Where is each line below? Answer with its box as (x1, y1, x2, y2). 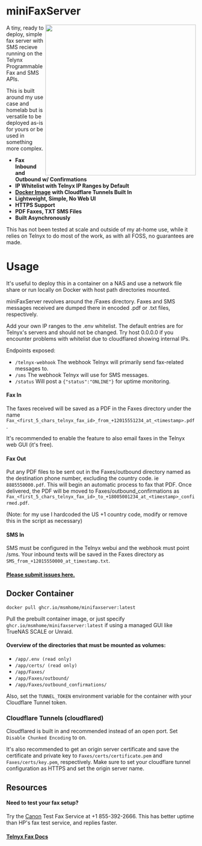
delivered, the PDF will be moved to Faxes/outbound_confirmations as (6, 487, 180, 495)
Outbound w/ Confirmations (14, 175, 87, 183)
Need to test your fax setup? (6, 799, 79, 806)
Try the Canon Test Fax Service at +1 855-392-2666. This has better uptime (6, 812, 194, 819)
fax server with (6, 37, 44, 44)
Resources (6, 782, 47, 792)
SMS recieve (6, 43, 38, 51)
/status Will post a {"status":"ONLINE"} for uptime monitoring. (14, 377, 171, 385)
